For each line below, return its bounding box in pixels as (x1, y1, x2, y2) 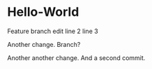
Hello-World (7, 4, 79, 20)
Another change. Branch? (7, 40, 81, 48)
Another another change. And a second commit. (7, 53, 146, 62)
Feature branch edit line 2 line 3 (7, 27, 99, 35)
